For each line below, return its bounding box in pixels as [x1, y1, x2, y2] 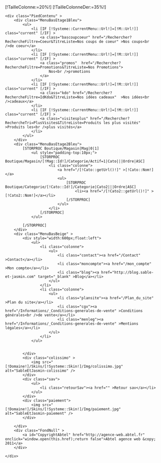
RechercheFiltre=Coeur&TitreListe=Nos [5, 39, 84, 44]
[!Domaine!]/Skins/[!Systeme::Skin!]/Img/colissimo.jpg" [5, 364, 123, 369]
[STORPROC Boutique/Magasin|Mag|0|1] [22, 146, 99, 151]
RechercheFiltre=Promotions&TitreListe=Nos [5, 65, 95, 70]
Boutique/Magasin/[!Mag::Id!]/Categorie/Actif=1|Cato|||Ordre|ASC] [5, 159, 145, 164]
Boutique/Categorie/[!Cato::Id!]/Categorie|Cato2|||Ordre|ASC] [5, 185, 137, 189]
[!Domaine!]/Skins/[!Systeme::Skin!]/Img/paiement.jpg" [5, 407, 121, 412]
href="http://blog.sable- [101, 270, 154, 275]
